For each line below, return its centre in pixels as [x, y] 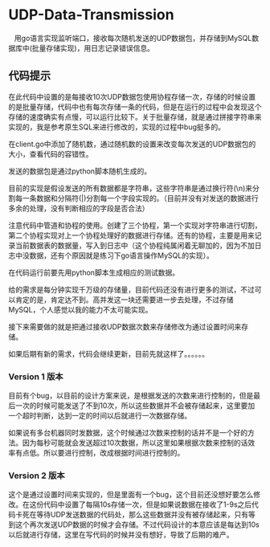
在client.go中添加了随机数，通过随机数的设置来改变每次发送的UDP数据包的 [132, 144]
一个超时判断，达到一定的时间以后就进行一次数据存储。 [100, 416]
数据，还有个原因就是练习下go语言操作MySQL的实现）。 [122, 255]
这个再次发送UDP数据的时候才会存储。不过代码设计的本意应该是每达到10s [137, 525]
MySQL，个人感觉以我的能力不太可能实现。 [80, 309]
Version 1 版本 [36, 377]
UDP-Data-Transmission [91, 15]
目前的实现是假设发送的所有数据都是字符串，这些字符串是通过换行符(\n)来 [131, 188]
